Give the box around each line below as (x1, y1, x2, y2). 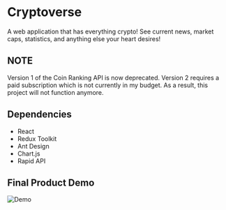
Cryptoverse (7, 4, 82, 20)
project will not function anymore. (7, 88, 104, 96)
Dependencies (7, 109, 72, 121)
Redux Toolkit (17, 134, 57, 143)
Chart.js (17, 149, 40, 158)
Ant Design (17, 142, 50, 150)
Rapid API (17, 156, 46, 165)
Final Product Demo (7, 177, 95, 188)
